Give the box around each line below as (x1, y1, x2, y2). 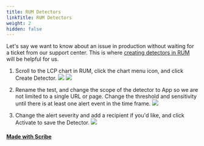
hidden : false (6, 26, 43, 32)
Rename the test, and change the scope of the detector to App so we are (15, 86, 199, 94)
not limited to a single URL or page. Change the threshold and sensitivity (15, 92, 197, 100)
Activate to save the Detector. (15, 119, 90, 127)
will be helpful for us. (6, 55, 59, 63)
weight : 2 (6, 20, 32, 26)
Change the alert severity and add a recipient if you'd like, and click (15, 112, 185, 119)
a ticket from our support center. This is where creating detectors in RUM (6, 49, 190, 57)
